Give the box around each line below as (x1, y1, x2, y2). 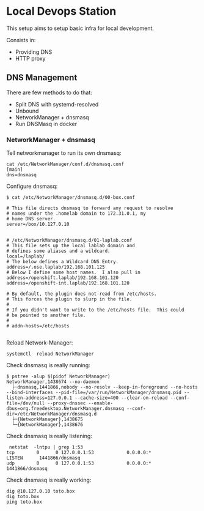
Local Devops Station (6, 4, 117, 18)
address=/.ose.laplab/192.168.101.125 (6, 264, 105, 270)
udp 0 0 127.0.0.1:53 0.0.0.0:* (6, 460, 151, 466)
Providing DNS (15, 48, 53, 56)
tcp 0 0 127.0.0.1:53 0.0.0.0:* (6, 450, 151, 456)
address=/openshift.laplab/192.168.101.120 (6, 275, 119, 281)
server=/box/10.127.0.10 (6, 222, 70, 228)
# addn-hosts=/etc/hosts (6, 323, 70, 329)
